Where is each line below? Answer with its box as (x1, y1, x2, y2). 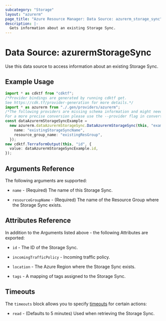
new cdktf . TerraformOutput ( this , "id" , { (5, 142, 92, 147)
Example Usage (5, 78, 54, 86)
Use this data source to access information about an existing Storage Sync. (5, 63, 159, 69)
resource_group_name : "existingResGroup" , (14, 132, 103, 137)
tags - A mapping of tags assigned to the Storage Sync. (12, 273, 126, 279)
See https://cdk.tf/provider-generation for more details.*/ (5, 100, 134, 105)
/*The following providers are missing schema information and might (5, 109, 152, 114)
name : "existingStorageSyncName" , (14, 127, 85, 133)
